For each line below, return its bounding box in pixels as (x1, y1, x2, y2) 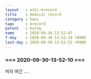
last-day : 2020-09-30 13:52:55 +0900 (5, 40, 86, 45)
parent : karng (5, 26, 41, 31)
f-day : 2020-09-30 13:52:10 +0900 (5, 35, 86, 40)
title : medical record (5, 12, 61, 17)
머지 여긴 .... (5, 68, 29, 74)
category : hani (5, 16, 39, 21)
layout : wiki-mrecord (5, 7, 57, 12)
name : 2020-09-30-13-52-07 (5, 30, 72, 35)
